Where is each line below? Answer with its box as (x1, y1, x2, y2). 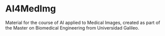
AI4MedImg (5, 3, 56, 14)
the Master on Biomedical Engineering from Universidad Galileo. (5, 24, 140, 30)
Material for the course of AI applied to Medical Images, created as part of (5, 19, 160, 25)
